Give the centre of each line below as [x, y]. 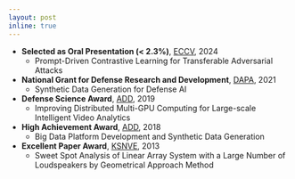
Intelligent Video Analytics [82, 118]
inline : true [33, 26]
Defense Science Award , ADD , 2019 [88, 98]
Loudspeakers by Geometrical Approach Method [124, 165]
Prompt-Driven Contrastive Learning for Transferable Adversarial [154, 61]
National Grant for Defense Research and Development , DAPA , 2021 [149, 79]
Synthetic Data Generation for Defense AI [111, 89]
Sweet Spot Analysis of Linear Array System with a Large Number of [160, 155]
